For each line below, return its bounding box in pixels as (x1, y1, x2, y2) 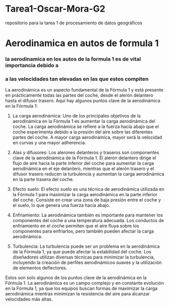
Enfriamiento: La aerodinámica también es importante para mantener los (12, 212, 163, 218)
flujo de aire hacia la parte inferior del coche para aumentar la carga (12, 160, 154, 166)
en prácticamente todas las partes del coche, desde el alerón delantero (5, 92, 153, 99)
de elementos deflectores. (12, 265, 67, 271)
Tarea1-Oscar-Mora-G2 (5, 3, 105, 15)
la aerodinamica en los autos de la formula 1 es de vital (5, 56, 141, 63)
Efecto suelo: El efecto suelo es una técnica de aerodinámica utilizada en (12, 186, 164, 192)
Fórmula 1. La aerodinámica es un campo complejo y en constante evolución (5, 280, 164, 286)
